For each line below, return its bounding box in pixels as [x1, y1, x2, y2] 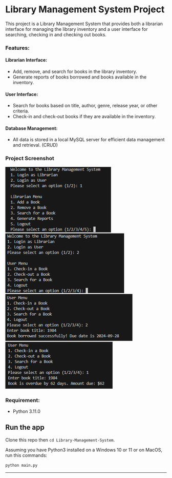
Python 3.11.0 [12, 408, 41, 414]
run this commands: [5, 452, 48, 458]
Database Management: [5, 125, 58, 131]
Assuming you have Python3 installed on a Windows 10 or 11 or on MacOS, [5, 447, 163, 453]
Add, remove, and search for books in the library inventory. [12, 68, 137, 75]
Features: [5, 44, 30, 51]
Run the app [5, 423, 45, 432]
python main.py [5, 463, 38, 468]
